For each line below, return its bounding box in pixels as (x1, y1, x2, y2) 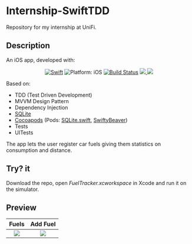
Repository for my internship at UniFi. (6, 24, 97, 31)
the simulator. (6, 186, 39, 193)
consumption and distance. (6, 146, 72, 154)
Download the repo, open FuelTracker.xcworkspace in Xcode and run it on (6, 179, 187, 186)
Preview (6, 202, 37, 213)
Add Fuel (30, 220, 56, 228)
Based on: (6, 80, 31, 87)
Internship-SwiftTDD (6, 4, 110, 18)
